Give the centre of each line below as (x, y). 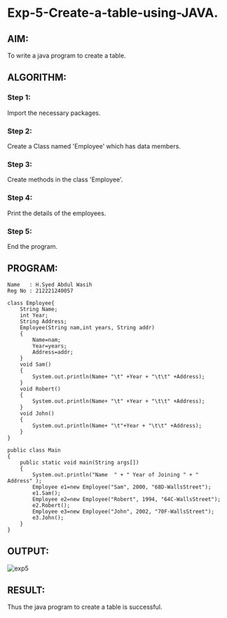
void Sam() (36, 364)
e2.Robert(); (51, 505)
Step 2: (20, 131)
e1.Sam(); (47, 493)
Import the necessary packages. (54, 113)
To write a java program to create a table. (67, 55)
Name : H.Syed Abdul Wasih (50, 284)
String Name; (39, 309)
